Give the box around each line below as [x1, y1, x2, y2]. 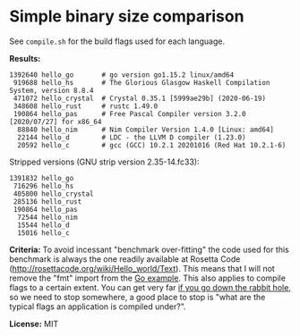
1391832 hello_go [9, 173, 74, 182]
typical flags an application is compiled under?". [9, 301, 186, 312]
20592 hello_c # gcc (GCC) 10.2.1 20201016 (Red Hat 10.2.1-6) [17, 140, 287, 149]
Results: [9, 53, 41, 63]
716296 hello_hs [13, 181, 74, 190]
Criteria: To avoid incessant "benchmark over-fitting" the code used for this [9, 244, 289, 255]
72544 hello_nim [17, 213, 78, 222]
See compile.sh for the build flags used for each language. [9, 36, 226, 46]
